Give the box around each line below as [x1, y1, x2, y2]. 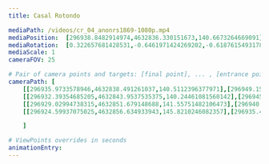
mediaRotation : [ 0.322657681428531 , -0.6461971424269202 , [8, 41, 206, 49]
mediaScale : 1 [8, 49, 56, 57]
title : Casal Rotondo [8, 11, 81, 20]
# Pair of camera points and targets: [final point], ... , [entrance [8, 70, 249, 78]
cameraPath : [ [8, 78, 56, 86]
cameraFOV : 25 [8, 56, 56, 64]
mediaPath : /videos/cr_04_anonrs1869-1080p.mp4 [8, 26, 171, 34]
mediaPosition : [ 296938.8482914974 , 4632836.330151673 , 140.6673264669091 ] [8, 34, 263, 42]
